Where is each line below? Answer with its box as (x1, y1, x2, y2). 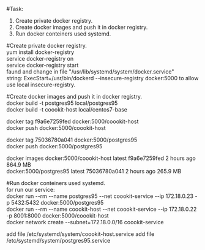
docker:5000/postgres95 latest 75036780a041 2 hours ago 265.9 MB (6, 168, 182, 175)
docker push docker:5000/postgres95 (6, 143, 103, 150)
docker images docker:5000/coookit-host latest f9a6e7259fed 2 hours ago (6, 154, 196, 162)
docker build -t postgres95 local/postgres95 (6, 99, 118, 107)
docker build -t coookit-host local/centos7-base (6, 106, 127, 113)
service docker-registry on (6, 55, 74, 62)
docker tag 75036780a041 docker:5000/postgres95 (6, 136, 138, 143)
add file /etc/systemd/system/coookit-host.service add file (6, 230, 155, 238)
